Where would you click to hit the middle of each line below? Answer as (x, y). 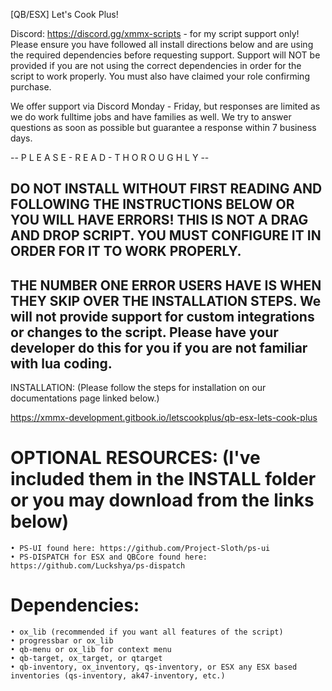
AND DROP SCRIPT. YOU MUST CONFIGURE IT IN (166, 235)
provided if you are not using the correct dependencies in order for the (156, 65)
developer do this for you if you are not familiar (159, 347)
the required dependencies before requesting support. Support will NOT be (165, 55)
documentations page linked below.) (85, 398)
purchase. (31, 87)
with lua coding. (61, 363)
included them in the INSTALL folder (163, 479)
